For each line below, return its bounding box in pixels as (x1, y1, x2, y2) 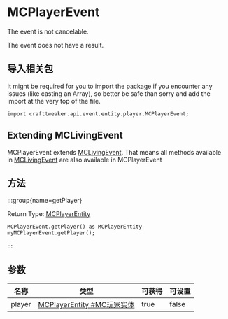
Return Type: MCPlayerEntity (7, 210, 91, 218)
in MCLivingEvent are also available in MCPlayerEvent (7, 155, 162, 164)
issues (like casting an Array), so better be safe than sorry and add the (7, 89, 211, 98)
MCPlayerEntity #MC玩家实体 (38, 300, 135, 310)
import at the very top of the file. (7, 97, 101, 105)
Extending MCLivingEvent (7, 129, 124, 141)
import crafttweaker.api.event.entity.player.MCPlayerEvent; (7, 110, 190, 118)
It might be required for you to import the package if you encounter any (7, 82, 213, 90)
